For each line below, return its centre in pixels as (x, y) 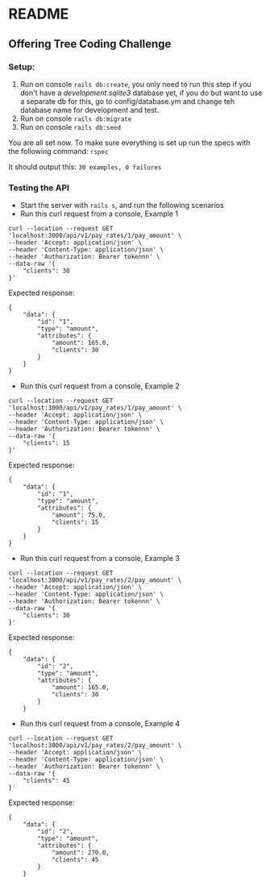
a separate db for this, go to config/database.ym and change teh (127, 101)
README (39, 14)
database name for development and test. (89, 110)
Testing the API (39, 188)
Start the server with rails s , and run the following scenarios (122, 206)
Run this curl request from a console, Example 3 (100, 559)
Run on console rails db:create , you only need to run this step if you (135, 84)
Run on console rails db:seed (70, 127)
